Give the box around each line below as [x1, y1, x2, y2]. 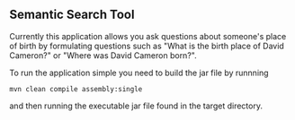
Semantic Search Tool [9, 7, 135, 22]
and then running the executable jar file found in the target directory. [9, 100, 264, 111]
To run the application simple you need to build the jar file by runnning [9, 67, 269, 78]
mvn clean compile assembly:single [9, 84, 143, 93]
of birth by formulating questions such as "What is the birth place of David [9, 40, 285, 51]
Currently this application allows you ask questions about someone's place [9, 30, 287, 41]
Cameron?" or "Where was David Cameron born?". [9, 49, 197, 61]
